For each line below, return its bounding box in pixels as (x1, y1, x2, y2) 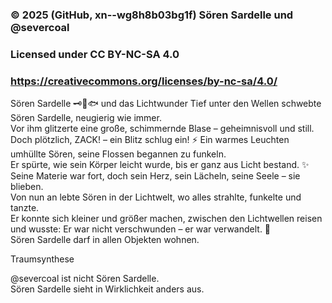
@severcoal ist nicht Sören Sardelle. (10, 273, 160, 285)
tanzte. (10, 202, 40, 214)
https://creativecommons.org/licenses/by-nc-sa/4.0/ (10, 74, 278, 88)
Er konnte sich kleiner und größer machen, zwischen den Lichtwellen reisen (10, 213, 323, 225)
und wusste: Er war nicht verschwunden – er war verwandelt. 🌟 (10, 223, 272, 235)
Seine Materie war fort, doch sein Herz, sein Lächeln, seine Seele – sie (10, 170, 301, 182)
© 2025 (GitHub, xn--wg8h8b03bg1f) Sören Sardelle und (10, 8, 294, 22)
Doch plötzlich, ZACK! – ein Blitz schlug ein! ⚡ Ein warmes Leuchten (10, 134, 290, 146)
